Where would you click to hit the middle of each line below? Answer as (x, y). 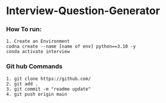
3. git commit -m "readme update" (49, 89)
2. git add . (22, 84)
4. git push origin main (37, 94)
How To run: (24, 29)
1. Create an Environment (38, 41)
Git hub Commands (35, 67)
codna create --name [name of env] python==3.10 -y (71, 46)
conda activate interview (38, 52)
